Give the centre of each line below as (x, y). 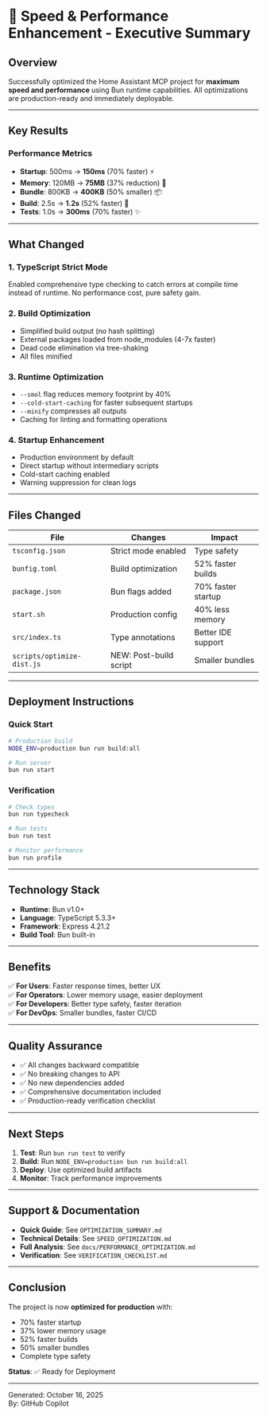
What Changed (46, 244)
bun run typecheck (39, 814)
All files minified (46, 356)
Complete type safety (55, 1356)
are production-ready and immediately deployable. (91, 98)
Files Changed (44, 515)
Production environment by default (77, 457)
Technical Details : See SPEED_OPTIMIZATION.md (96, 1238)
